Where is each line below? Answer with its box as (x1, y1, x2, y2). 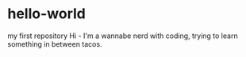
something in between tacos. (7, 39, 102, 48)
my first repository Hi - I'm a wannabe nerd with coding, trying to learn (7, 31, 239, 40)
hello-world (7, 5, 86, 23)
